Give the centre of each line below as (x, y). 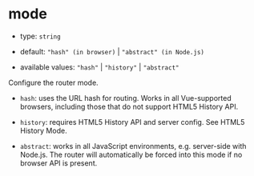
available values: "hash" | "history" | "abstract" (99, 67)
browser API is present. (58, 163)
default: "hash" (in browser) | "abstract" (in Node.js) (112, 51)
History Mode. (43, 130)
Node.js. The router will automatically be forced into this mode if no (131, 154)
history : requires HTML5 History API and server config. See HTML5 (132, 122)
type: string (40, 36)
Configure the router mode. (53, 82)
